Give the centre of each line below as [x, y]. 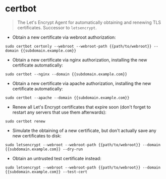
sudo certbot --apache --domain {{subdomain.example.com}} [67, 98]
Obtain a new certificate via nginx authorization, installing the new [80, 60]
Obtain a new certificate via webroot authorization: [64, 37]
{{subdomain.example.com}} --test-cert [46, 172]
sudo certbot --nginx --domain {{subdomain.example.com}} [66, 74]
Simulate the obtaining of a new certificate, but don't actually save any [84, 130]
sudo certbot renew [25, 121]
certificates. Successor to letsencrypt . [57, 27]
